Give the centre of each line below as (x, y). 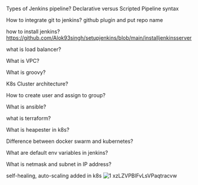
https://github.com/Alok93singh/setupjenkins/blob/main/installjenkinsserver (99, 38)
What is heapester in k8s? (38, 130)
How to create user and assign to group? (56, 95)
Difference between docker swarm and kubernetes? (70, 141)
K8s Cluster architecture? (37, 84)
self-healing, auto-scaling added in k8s (54, 176)
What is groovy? (26, 72)
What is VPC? (23, 61)
